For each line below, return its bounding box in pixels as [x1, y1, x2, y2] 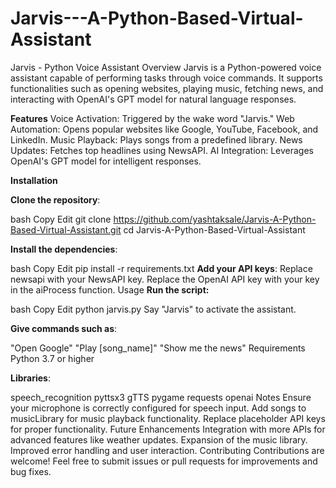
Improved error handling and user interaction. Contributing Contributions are [10, 444, 325, 456]
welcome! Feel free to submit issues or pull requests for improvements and [10, 455, 318, 467]
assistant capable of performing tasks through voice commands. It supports [10, 72, 323, 84]
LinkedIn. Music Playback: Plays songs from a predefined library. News [10, 133, 303, 146]
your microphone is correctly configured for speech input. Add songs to [10, 402, 307, 414]
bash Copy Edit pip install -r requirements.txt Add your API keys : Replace [10, 262, 313, 274]
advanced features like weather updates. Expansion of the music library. [10, 433, 308, 446]
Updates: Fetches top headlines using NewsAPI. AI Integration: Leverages [10, 144, 315, 156]
